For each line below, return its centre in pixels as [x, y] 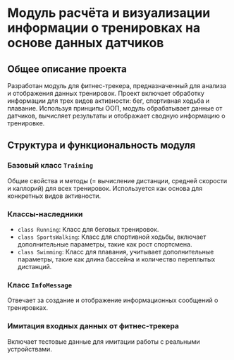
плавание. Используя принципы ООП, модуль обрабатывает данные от [115, 108]
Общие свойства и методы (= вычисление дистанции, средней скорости [117, 180]
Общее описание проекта [67, 69]
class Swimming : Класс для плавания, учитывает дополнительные [116, 252]
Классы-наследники [45, 214]
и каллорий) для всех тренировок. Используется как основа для [105, 188]
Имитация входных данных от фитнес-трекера [93, 326]
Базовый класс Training [50, 166]
